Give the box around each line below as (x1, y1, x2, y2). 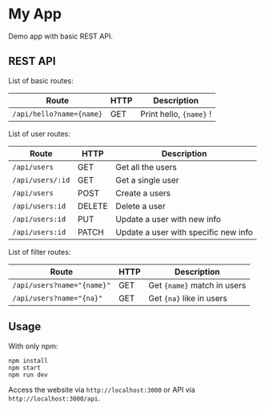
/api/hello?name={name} (12, 109, 103, 119)
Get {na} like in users (148, 292, 228, 304)
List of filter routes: (8, 247, 71, 256)
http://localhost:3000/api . (8, 393, 101, 403)
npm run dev (8, 370, 48, 379)
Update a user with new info (115, 213, 222, 224)
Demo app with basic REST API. (8, 31, 114, 41)
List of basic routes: (8, 75, 74, 85)
